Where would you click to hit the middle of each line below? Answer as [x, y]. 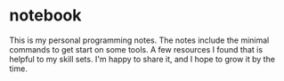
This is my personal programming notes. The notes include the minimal [139, 40]
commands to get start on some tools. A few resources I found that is [136, 49]
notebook [45, 16]
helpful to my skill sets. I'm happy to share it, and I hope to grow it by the [142, 59]
